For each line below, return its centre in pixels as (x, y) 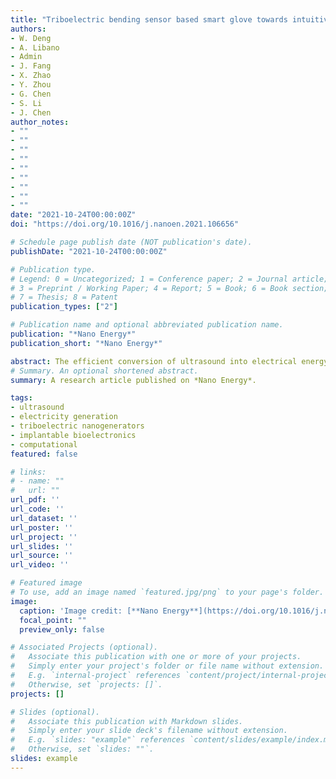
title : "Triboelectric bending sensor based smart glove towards (149, 19)
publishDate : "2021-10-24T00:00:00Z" (89, 251)
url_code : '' (37, 509)
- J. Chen (31, 112)
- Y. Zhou (31, 85)
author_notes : (40, 122)
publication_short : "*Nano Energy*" (86, 343)
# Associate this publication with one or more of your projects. (156, 657)
